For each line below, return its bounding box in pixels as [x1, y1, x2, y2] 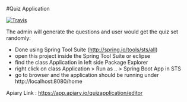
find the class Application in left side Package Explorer [14, 59, 148, 66]
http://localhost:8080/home [14, 78, 83, 85]
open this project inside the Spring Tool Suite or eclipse [14, 52, 150, 59]
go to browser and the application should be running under [14, 72, 159, 78]
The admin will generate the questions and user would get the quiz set [6, 28, 179, 35]
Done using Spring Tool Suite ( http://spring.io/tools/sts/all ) [14, 46, 158, 53]
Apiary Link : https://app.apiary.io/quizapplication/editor [6, 89, 143, 96]
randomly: [6, 35, 31, 41]
